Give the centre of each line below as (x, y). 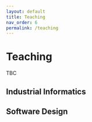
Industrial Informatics (46, 91)
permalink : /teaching (32, 28)
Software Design (37, 111)
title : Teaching (26, 17)
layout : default (26, 11)
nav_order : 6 (22, 22)
